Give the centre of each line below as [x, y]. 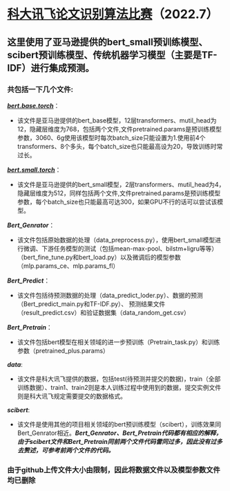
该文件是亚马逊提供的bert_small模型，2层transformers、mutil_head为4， [121, 184]
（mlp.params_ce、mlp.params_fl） [68, 266]
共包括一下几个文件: [40, 89]
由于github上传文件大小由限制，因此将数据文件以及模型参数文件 [114, 470]
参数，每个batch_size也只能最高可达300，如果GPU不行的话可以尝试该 [117, 202]
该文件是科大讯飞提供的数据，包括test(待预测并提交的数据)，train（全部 [119, 379]
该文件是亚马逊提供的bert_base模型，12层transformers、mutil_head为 [117, 120]
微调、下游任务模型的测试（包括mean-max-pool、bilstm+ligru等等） [121, 248]
